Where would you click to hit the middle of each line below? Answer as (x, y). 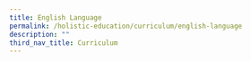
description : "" (39, 34)
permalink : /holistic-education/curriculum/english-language (126, 26)
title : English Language (56, 17)
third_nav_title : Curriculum (64, 43)
